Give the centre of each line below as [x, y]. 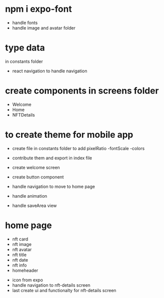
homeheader [25, 270]
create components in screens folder [82, 91]
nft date [20, 260]
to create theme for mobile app [69, 135]
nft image [22, 244]
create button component [38, 177]
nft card [20, 239]
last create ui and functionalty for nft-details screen [64, 290]
